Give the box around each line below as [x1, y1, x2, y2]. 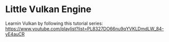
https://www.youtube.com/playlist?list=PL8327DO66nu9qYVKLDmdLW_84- [5, 25, 164, 31]
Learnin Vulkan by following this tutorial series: [5, 20, 103, 26]
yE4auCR [5, 31, 25, 37]
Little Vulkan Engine [5, 4, 91, 15]
